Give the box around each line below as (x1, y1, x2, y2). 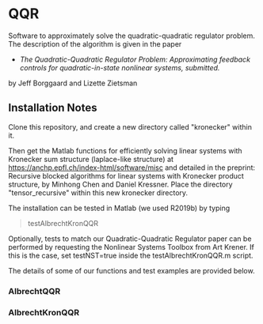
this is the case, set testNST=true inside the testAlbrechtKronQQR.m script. (8, 251, 253, 260)
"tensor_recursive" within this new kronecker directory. (8, 187, 189, 198)
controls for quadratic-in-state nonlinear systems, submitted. (19, 62, 220, 72)
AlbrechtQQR (8, 285, 61, 296)
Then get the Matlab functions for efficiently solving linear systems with (8, 145, 243, 155)
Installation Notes (8, 101, 97, 115)
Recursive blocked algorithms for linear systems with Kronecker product (8, 171, 244, 180)
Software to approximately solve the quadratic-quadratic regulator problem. (8, 31, 256, 40)
